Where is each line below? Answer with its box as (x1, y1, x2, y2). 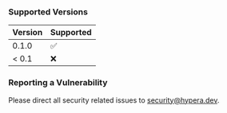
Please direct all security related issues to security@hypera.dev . (8, 95, 220, 105)
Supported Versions (8, 6, 88, 18)
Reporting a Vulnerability (8, 77, 108, 88)
